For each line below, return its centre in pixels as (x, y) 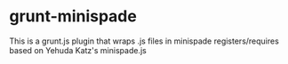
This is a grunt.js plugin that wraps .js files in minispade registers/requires (144, 41)
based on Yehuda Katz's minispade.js (78, 50)
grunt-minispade (73, 16)
